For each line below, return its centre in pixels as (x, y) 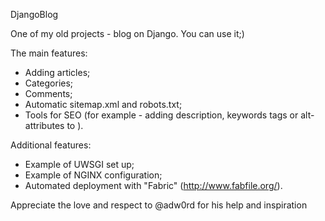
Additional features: (51, 145)
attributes (44, 125)
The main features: (49, 53)
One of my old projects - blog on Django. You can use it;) (127, 33)
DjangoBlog (34, 14)
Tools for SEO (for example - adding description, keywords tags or (161, 115)
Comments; (48, 93)
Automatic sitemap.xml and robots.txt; (103, 104)
